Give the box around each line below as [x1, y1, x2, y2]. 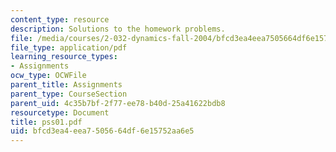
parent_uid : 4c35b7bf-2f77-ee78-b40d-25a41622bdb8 [10, 98, 226, 108]
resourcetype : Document [10, 107, 110, 118]
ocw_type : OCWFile [10, 71, 87, 81]
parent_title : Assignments [10, 80, 123, 90]
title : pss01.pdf [10, 117, 83, 127]
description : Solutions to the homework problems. [10, 24, 226, 34]
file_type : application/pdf [10, 42, 128, 53]
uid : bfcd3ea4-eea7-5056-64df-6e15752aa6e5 [10, 126, 195, 136]
